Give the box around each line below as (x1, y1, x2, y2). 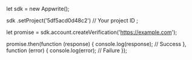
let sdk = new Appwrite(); (6, 5, 70, 12)
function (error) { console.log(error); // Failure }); (6, 47, 127, 54)
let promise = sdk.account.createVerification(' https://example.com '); (6, 28, 177, 36)
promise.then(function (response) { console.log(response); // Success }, (6, 41, 187, 47)
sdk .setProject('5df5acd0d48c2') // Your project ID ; (6, 17, 138, 24)
